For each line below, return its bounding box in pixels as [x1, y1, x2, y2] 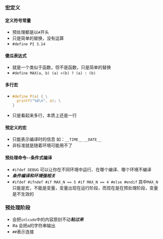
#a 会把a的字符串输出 [12, 222, 56, 228]
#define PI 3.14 [12, 42, 46, 47]
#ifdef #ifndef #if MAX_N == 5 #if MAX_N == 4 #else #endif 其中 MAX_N [12, 179, 158, 185]
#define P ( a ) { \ [12, 94, 48, 99]
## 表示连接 [12, 229, 34, 235]
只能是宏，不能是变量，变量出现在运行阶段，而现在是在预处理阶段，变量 [12, 185, 158, 191]
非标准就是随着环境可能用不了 [12, 143, 72, 148]
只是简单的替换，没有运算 [12, 35, 64, 41]
